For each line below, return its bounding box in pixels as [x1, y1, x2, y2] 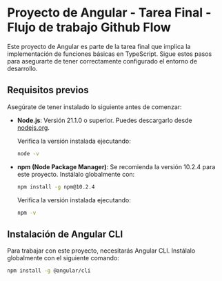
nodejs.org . [17, 123, 50, 132]
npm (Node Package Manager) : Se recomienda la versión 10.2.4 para [17, 162, 216, 171]
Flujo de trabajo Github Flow [7, 19, 171, 35]
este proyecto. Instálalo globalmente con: [17, 170, 135, 178]
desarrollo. [7, 64, 38, 72]
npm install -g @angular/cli [7, 267, 91, 274]
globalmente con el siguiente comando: [7, 254, 119, 262]
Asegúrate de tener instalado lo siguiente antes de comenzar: [7, 102, 182, 111]
